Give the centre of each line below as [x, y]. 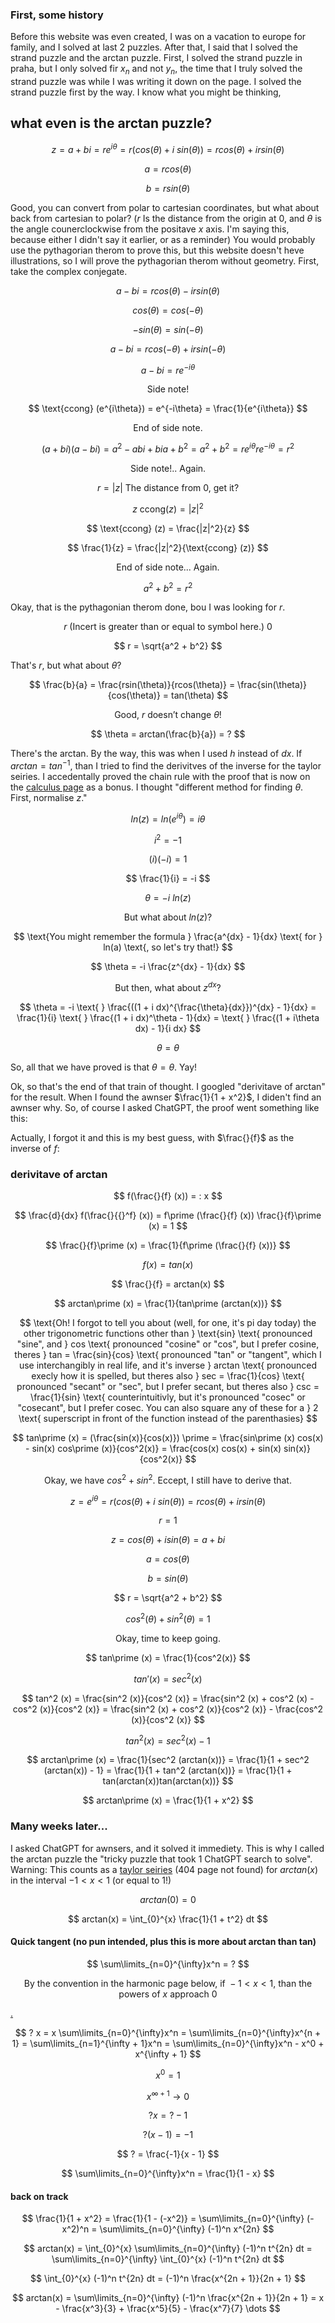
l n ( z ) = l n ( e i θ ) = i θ [168, 818]
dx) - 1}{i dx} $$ [168, 1028]
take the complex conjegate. [69, 271]
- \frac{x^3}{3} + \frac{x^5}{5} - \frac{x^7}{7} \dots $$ [168, 2309]
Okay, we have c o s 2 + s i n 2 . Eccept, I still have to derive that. [168, 1479]
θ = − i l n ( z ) [168, 898]
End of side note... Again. [168, 567]
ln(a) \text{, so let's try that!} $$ [168, 947]
